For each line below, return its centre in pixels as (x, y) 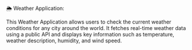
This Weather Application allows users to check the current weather (89, 22)
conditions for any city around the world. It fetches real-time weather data (96, 28)
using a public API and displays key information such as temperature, (90, 34)
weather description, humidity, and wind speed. (64, 41)
